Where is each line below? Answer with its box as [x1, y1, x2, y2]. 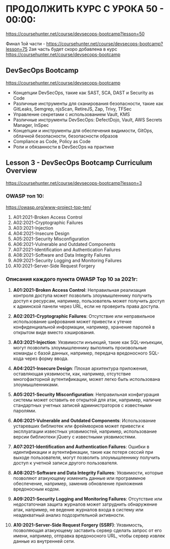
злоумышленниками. [13, 381, 59, 388]
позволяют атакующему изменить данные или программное [13, 475, 146, 481]
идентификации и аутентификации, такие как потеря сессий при [13, 449, 154, 455]
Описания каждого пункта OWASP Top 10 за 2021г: [6, 276, 138, 283]
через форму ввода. [24, 355, 69, 362]
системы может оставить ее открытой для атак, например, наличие [13, 397, 162, 403]
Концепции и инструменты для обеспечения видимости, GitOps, [13, 127, 154, 133]
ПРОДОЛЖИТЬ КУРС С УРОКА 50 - [6, 3, 164, 15]
